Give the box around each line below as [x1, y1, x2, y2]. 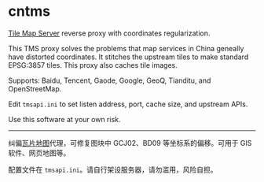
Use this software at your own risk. [8, 114, 121, 124]
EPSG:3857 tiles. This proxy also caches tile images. [8, 60, 178, 69]
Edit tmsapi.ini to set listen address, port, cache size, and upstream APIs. [8, 99, 248, 109]
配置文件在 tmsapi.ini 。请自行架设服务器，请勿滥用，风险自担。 [8, 165, 218, 174]
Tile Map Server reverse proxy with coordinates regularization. [8, 28, 211, 38]
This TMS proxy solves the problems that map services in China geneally [8, 43, 244, 53]
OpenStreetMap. [8, 84, 62, 93]
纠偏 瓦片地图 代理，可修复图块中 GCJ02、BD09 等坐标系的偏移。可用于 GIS [8, 138, 252, 147]
